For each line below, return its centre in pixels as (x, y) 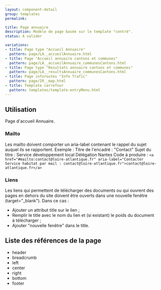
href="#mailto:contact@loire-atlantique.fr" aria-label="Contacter (74, 159)
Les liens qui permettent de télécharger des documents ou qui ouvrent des (79, 191)
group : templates (22, 14)
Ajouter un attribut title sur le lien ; (46, 210)
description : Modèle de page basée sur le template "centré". (69, 32)
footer (18, 283)
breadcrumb (24, 258)
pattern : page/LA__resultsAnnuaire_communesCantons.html (68, 72)
